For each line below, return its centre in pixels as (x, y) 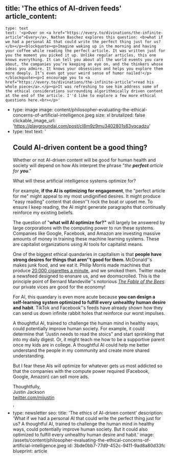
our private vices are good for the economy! (59, 287)
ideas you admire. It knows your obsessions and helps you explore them (84, 69)
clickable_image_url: (34, 121)
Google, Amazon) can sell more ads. (51, 376)
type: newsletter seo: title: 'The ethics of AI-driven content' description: (88, 413)
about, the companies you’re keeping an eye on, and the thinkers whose (84, 64)
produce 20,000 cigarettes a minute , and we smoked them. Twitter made (89, 270)
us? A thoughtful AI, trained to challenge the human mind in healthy (83, 424)
